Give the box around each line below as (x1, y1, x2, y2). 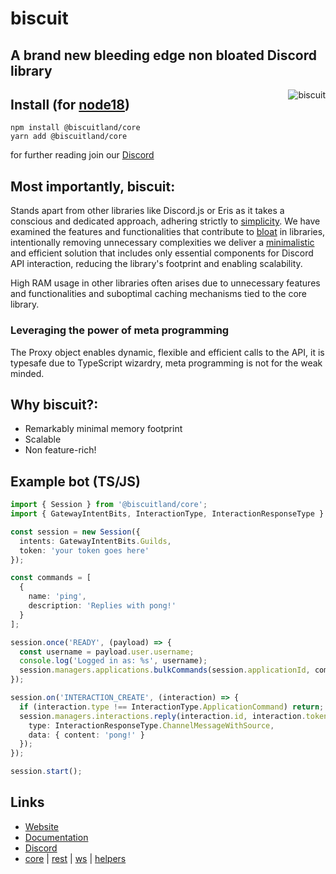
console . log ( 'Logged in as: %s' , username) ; (19, 656, 208, 666)
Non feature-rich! (24, 444, 97, 456)
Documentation (24, 831, 89, 843)
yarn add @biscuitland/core (10, 132, 128, 142)
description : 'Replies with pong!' (28, 601, 177, 611)
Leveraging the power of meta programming (10, 323, 230, 337)
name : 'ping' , (28, 592, 87, 602)
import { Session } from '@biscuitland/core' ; (10, 500, 208, 510)
